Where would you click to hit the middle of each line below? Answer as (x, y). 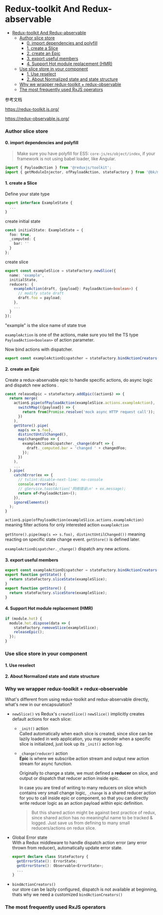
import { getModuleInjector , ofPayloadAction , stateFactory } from (75, 172)
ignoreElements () (31, 502)
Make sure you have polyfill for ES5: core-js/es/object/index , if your (86, 153)
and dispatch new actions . (32, 385)
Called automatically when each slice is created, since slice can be (86, 734)
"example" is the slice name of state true (46, 325)
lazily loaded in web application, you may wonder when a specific (85, 739)
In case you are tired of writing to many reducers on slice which (83, 788)
